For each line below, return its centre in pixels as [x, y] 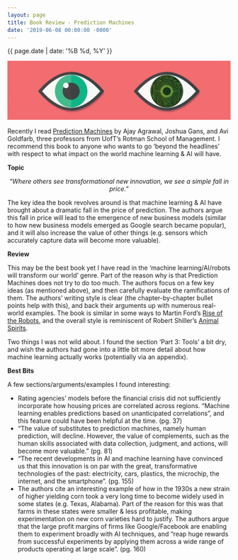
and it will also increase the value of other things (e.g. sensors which [107, 233]
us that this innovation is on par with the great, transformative [107, 466]
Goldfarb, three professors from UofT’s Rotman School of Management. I [114, 139]
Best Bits [21, 371]
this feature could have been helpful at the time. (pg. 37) [100, 421]
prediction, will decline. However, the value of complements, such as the [123, 436]
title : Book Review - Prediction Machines [71, 22]
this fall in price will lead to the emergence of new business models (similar [117, 218]
